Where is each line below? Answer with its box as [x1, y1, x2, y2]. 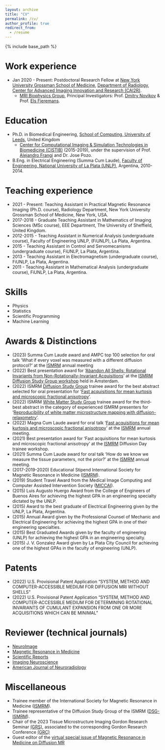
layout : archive [5, 7, 38, 12]
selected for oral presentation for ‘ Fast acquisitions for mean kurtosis [12, 388, 152, 394]
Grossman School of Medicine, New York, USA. [12, 212, 109, 218]
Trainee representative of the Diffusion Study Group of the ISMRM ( [12, 708, 149, 714]
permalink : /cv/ [5, 16, 38, 21]
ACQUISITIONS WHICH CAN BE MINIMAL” [12, 610, 98, 616]
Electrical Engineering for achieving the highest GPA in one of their [12, 519, 147, 525]
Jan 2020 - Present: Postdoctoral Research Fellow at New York [12, 77, 140, 83]
